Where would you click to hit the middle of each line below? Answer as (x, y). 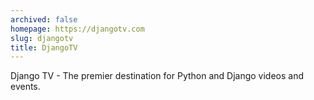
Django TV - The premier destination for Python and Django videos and (157, 76)
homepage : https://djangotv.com (77, 29)
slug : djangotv (42, 38)
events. (25, 87)
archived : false (44, 19)
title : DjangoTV (44, 47)
